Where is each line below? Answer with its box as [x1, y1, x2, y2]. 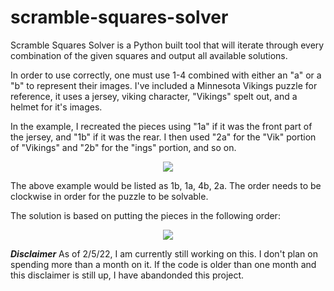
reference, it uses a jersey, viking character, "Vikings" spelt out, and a [10, 90, 298, 102]
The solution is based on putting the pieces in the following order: [10, 209, 281, 221]
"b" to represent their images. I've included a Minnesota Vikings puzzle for [10, 79, 318, 91]
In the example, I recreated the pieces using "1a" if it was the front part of [10, 120, 313, 132]
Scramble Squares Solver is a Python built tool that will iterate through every [10, 39, 325, 51]
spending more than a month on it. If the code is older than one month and [10, 258, 317, 270]
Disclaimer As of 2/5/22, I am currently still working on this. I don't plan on [10, 247, 318, 260]
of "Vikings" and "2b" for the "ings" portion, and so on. [10, 141, 237, 153]
